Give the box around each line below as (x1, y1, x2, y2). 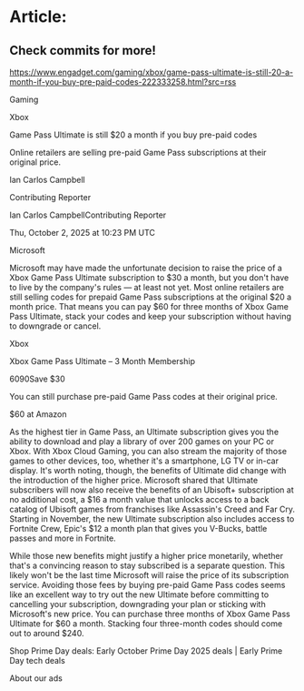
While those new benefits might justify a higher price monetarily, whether (9, 551, 284, 561)
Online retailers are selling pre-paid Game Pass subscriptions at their (9, 147, 267, 158)
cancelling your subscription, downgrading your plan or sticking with (9, 599, 266, 609)
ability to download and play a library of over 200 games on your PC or (9, 436, 275, 447)
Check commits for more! (9, 43, 157, 58)
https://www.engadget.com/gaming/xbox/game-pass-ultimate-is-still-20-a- (9, 66, 293, 77)
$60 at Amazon (9, 409, 67, 420)
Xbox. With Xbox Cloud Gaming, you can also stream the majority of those (9, 446, 288, 456)
